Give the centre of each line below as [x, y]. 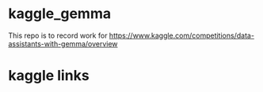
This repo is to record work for [58, 35]
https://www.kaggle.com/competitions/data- [182, 35]
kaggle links [49, 76]
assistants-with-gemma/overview [63, 43]
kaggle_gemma [60, 14]
